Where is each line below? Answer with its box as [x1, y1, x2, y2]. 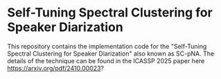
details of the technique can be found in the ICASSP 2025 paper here [7, 56, 205, 65]
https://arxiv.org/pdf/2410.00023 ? [7, 64, 105, 72]
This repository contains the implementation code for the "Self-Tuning [7, 42, 207, 50]
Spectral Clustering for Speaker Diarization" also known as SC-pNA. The [7, 49, 215, 58]
